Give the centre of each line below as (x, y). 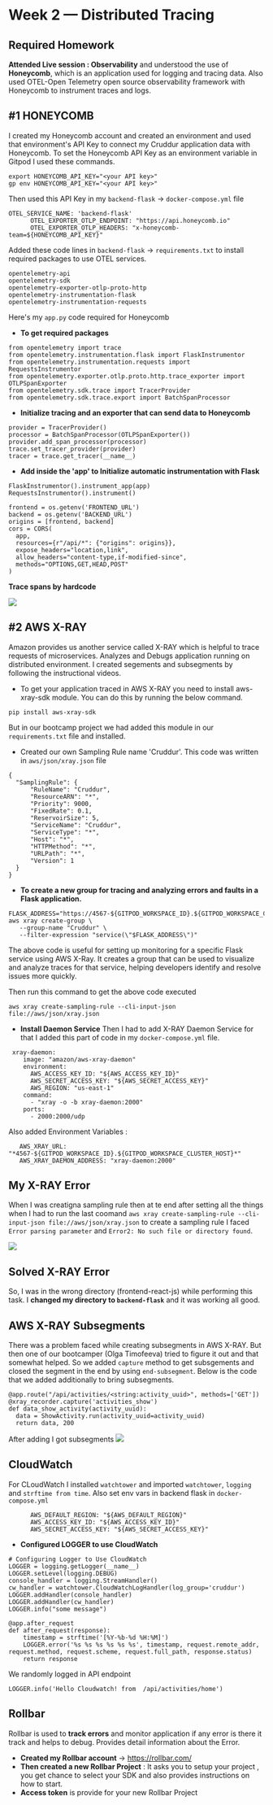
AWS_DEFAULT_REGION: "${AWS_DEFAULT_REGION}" (108, 1515)
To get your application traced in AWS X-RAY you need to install (127, 688)
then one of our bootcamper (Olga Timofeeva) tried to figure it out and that (134, 1354)
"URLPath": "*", (57, 853)
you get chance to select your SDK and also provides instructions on (135, 1775)
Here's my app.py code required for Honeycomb (89, 317)
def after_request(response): (60, 1630)
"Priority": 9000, (61, 804)
